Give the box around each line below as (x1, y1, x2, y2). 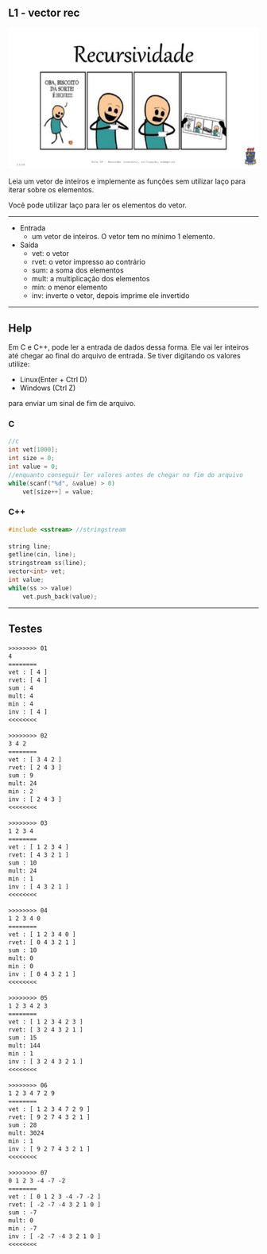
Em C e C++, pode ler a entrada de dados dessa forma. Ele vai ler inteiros (8, 343, 249, 352)
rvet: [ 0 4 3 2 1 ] (8, 938, 77, 946)
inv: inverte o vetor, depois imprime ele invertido (31, 291, 190, 300)
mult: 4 (8, 691, 34, 700)
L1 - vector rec (8, 6, 80, 20)
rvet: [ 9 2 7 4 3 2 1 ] (8, 1113, 91, 1121)
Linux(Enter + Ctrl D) (19, 375, 87, 385)
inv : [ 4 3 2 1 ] (8, 882, 69, 891)
